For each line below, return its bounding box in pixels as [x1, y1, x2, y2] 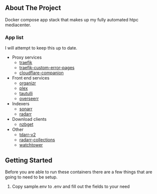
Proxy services [12, 54, 42, 60]
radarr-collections [19, 137, 56, 143]
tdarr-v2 [19, 132, 36, 138]
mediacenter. [5, 22, 31, 28]
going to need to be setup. [5, 174, 58, 180]
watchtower [19, 142, 43, 148]
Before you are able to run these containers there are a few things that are [5, 169, 153, 175]
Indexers [12, 101, 30, 107]
